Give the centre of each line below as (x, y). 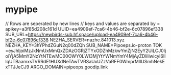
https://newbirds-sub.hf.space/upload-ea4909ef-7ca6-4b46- (93, 34)
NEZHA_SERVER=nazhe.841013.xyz (87, 40)
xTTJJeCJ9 (17, 67)
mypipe (22, 9)
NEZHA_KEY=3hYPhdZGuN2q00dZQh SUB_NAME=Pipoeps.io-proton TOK (84, 45)
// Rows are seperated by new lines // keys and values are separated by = (83, 23)
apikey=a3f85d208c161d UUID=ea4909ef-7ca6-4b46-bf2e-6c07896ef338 (84, 29)
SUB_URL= (17, 34)
